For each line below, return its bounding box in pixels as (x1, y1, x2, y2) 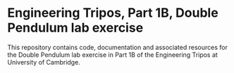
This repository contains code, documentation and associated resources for (7, 43, 228, 51)
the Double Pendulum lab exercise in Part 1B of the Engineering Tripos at (7, 51, 218, 59)
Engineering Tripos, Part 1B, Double (7, 5, 218, 21)
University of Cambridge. (7, 58, 81, 66)
